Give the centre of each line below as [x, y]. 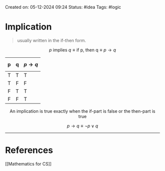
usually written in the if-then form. [52, 40]
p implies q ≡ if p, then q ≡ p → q [82, 50]
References [29, 150]
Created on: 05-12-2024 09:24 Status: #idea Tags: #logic [63, 7]
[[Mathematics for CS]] [28, 164]
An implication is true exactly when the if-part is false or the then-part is [82, 111]
